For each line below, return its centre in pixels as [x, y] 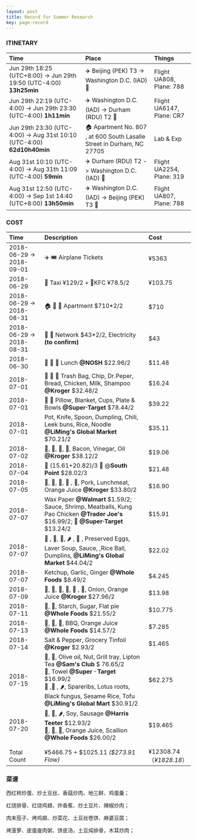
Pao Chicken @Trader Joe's [84, 514]
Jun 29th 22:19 [31, 101]
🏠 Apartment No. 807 [116, 127]
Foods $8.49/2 [65, 579]
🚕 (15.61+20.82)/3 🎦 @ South [86, 465]
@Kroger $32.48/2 [71, 390]
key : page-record [27, 22]
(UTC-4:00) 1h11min [40, 116]
